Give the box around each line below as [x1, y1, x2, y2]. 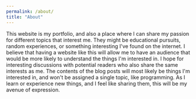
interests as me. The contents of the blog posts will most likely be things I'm [6, 67, 190, 74]
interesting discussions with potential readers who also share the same [6, 61, 178, 68]
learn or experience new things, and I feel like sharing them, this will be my [6, 80, 187, 87]
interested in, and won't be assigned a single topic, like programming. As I [6, 74, 185, 81]
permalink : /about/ [6, 8, 54, 15]
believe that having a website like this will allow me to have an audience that [6, 49, 190, 56]
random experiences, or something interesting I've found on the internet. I [6, 42, 185, 50]
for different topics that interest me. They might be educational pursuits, [6, 36, 181, 43]
